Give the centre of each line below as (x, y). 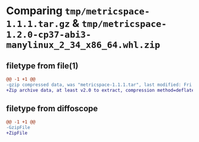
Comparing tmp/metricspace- (78, 11)
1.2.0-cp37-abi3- (49, 35)
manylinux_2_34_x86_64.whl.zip (83, 45)
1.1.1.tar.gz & (43, 23)
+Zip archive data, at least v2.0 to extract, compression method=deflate (100, 90)
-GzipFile (18, 128)
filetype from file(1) (42, 66)
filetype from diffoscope (52, 109)
